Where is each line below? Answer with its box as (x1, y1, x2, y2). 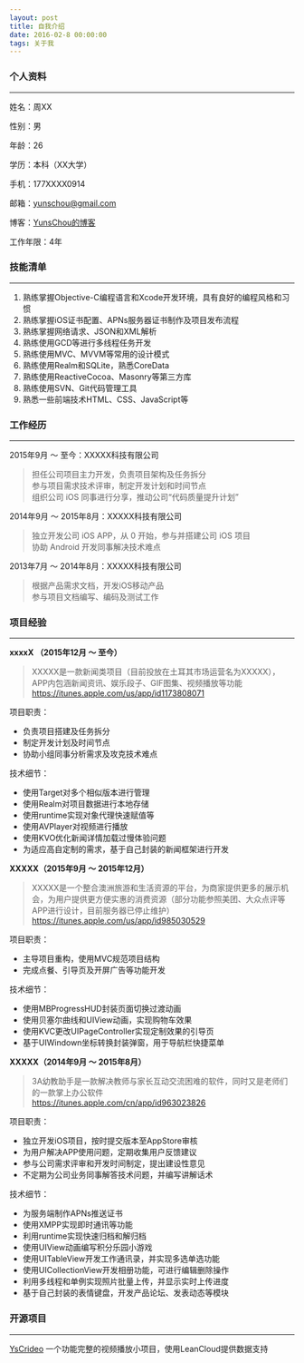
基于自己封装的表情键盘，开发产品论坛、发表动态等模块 (22, 1288, 229, 1299)
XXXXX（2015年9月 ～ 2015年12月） (9, 863, 149, 874)
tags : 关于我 (9, 38, 54, 48)
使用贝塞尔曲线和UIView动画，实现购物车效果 (22, 1015, 193, 1025)
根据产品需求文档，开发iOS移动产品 (31, 580, 165, 591)
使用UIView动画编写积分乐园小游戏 (22, 1242, 153, 1253)
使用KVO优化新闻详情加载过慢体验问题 (22, 832, 167, 844)
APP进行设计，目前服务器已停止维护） (31, 905, 175, 917)
